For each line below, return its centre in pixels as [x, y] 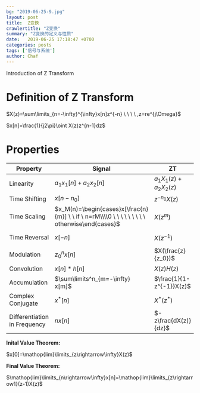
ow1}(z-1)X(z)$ [24, 384]
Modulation [25, 254]
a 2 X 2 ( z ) [165, 188]
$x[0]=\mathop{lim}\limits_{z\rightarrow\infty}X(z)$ [69, 354]
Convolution [26, 268]
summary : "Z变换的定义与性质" [40, 34]
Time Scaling [27, 217]
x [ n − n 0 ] [67, 199]
